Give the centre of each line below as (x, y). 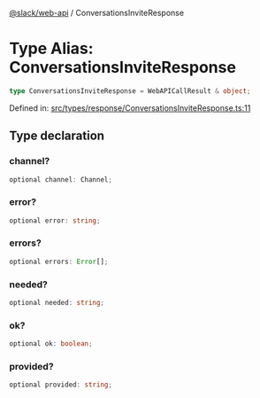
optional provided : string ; (61, 385)
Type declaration (57, 136)
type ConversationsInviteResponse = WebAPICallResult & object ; (130, 91)
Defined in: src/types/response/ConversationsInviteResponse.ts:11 (130, 108)
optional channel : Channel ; (61, 179)
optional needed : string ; (57, 303)
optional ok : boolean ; (51, 344)
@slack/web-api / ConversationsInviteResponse (96, 13)
